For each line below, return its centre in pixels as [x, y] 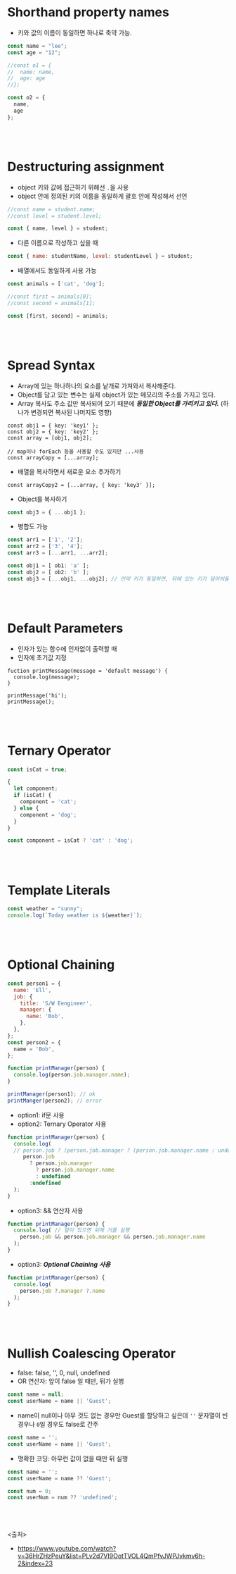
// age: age [26, 78]
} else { [26, 808]
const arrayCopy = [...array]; [53, 458]
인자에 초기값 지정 [42, 657]
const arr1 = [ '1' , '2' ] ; [45, 540]
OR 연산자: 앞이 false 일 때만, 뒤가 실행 [71, 1381]
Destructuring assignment [86, 167]
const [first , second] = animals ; [58, 316]
